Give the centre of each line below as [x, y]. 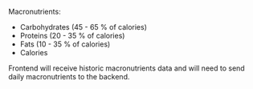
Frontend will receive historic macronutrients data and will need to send [126, 68]
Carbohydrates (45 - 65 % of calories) [83, 27]
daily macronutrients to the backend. [69, 77]
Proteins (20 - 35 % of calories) [72, 36]
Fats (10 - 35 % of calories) [65, 44]
